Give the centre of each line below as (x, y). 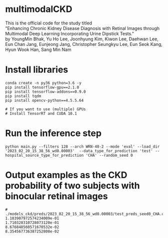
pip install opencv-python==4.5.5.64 (44, 100)
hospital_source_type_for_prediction (44, 155)
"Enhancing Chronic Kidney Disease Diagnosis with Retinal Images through (82, 28)
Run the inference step (53, 133)
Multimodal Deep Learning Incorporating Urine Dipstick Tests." (70, 33)
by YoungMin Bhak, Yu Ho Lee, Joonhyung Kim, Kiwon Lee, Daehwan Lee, (82, 39)
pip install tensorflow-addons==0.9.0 (45, 92)
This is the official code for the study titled (49, 23)
